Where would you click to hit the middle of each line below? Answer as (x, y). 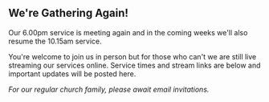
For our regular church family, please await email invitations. (109, 89)
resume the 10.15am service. (55, 41)
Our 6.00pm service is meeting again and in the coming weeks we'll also (128, 32)
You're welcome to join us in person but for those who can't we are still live (132, 56)
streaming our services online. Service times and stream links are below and (134, 65)
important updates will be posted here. (72, 73)
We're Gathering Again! (68, 13)
